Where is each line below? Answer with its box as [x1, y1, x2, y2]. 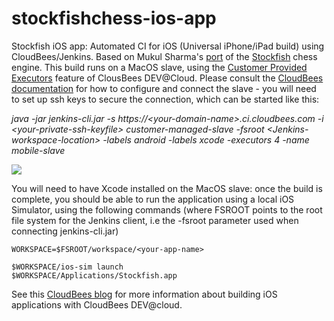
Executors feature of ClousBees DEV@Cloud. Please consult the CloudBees [11, 72, 324, 84]
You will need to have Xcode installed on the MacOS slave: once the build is [11, 182, 323, 194]
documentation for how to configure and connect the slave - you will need [11, 82, 317, 94]
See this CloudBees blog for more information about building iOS [11, 288, 278, 300]
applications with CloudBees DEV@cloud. [11, 298, 183, 311]
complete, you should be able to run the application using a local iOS [11, 193, 295, 205]
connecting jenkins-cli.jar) [11, 225, 119, 237]
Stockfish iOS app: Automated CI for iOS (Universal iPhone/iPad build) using [11, 40, 325, 52]
